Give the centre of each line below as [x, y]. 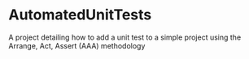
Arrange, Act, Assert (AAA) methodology [77, 45]
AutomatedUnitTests [80, 15]
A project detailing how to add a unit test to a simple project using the [125, 37]
